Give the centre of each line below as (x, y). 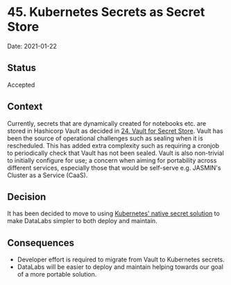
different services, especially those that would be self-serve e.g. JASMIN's (114, 168)
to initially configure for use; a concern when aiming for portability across (112, 160)
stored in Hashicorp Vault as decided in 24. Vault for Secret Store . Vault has (115, 131)
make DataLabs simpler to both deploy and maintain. (82, 221)
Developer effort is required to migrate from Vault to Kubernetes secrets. (121, 260)
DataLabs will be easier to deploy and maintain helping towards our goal (120, 267)
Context (25, 107)
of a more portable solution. (57, 275)
